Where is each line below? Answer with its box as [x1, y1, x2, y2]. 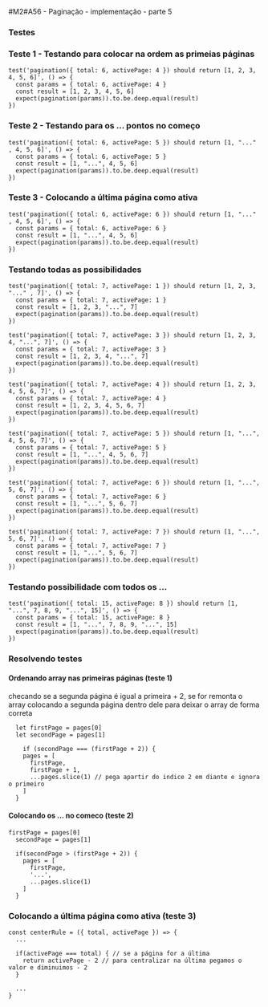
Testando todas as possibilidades [8, 264, 142, 275]
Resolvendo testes [8, 653, 83, 664]
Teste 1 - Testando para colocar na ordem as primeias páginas [8, 48, 255, 59]
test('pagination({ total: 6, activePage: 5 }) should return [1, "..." [8, 138, 257, 147]
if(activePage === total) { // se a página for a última [15, 950, 210, 958]
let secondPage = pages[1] [15, 730, 106, 739]
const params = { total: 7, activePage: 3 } [15, 345, 167, 354]
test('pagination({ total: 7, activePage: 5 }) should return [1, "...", [8, 429, 261, 438]
